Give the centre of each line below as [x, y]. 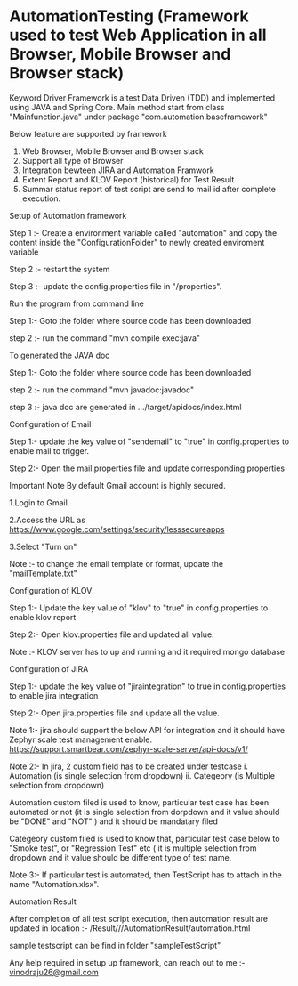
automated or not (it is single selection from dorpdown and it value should [145, 812]
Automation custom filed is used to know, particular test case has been [139, 802]
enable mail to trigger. [49, 450]
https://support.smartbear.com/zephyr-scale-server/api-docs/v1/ [129, 748]
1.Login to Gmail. [40, 502]
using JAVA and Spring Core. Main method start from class [117, 107]
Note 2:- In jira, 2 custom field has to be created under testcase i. [129, 766]
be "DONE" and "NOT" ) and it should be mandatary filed [113, 821]
